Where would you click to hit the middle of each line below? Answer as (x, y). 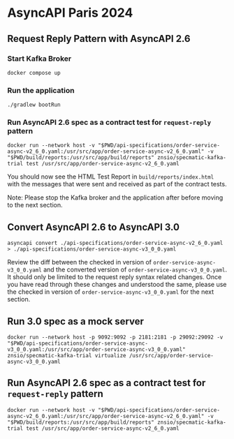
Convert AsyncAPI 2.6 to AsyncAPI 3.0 (94, 227)
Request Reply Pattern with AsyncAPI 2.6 (99, 39)
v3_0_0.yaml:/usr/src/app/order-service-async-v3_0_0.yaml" (97, 350)
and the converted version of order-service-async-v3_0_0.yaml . (135, 269)
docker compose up (34, 73)
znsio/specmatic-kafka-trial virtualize (67, 356)
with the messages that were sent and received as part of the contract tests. (117, 184)
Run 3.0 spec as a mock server (76, 321)
